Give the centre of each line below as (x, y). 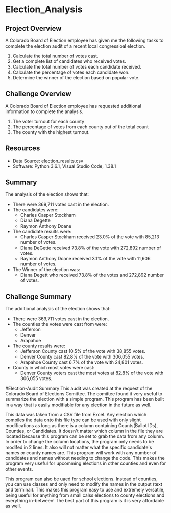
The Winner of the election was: (46, 270)
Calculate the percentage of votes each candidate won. (71, 72)
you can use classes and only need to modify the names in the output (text (84, 484)
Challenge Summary (39, 296)
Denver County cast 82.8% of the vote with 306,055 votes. (82, 357)
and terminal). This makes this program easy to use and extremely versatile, (85, 490)
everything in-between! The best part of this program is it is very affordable (85, 501)
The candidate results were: (42, 232)
